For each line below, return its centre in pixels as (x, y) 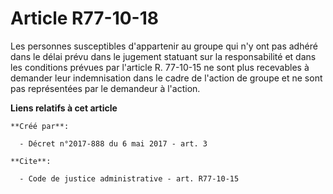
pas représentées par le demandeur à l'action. (105, 88)
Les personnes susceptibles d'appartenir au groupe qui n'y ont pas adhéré (164, 46)
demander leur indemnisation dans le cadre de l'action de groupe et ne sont (166, 78)
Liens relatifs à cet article (64, 108)
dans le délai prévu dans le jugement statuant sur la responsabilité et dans (163, 56)
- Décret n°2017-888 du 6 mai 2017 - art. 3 (113, 143)
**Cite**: (31, 161)
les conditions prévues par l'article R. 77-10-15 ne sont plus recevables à (160, 67)
